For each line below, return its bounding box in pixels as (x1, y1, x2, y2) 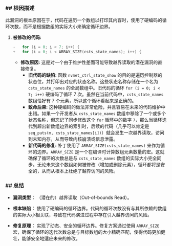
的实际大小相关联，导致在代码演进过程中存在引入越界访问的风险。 (12, 212, 152, 218)
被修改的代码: (12, 34, 42, 40)
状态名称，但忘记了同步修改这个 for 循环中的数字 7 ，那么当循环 (28, 117, 162, 123)
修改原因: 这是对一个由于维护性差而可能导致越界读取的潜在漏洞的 (20, 59, 158, 65)
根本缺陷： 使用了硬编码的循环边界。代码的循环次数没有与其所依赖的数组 (12, 206, 167, 212)
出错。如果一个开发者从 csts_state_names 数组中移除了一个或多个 (28, 110, 166, 117)
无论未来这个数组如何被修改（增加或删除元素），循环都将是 (37, 162, 161, 168)
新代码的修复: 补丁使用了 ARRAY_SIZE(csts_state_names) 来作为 (28, 142, 161, 149)
